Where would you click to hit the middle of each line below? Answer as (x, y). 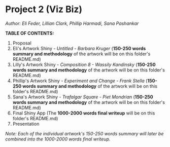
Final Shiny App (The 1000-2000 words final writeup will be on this (84, 113)
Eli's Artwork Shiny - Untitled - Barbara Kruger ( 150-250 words (79, 48)
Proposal (22, 43)
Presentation (26, 124)
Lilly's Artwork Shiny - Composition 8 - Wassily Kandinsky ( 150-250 (84, 64)
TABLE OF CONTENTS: (30, 33)
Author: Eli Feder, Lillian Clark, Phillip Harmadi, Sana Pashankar (72, 23)
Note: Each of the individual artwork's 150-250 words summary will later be (84, 133)
